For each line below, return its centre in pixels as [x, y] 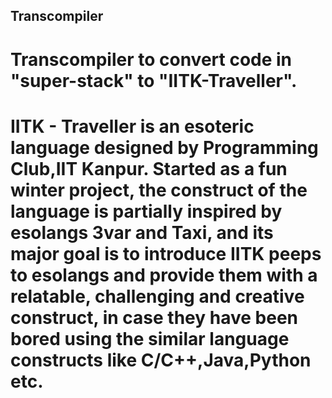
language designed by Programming [164, 147]
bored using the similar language [150, 338]
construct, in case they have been [154, 317]
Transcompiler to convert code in [151, 59]
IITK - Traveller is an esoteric [132, 126]
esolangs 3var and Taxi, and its [142, 232]
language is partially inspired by [146, 211]
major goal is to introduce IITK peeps [166, 253]
